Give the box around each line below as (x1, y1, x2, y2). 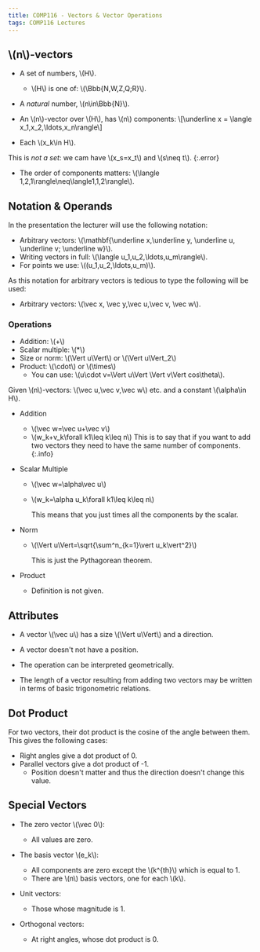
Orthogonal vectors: (19, 919, 85, 928)
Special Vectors (8, 799, 88, 812)
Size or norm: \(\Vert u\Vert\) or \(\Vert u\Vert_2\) (19, 353, 177, 363)
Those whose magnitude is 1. (31, 904, 125, 914)
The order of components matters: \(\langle (19, 168, 160, 178)
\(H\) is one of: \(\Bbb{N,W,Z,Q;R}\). (31, 84, 147, 93)
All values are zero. (31, 834, 93, 844)
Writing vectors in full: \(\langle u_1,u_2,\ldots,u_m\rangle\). (19, 252, 208, 262)
